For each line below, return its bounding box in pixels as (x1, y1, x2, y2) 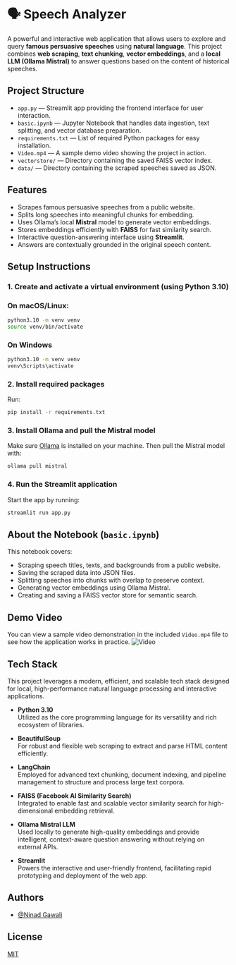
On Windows (7, 340, 53, 350)
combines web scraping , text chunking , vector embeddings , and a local (7, 49, 221, 58)
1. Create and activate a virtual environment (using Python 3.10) (7, 281, 229, 291)
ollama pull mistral (7, 463, 68, 470)
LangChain (17, 763, 51, 771)
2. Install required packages (7, 379, 105, 389)
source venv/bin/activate (7, 323, 83, 331)
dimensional (17, 806, 54, 815)
